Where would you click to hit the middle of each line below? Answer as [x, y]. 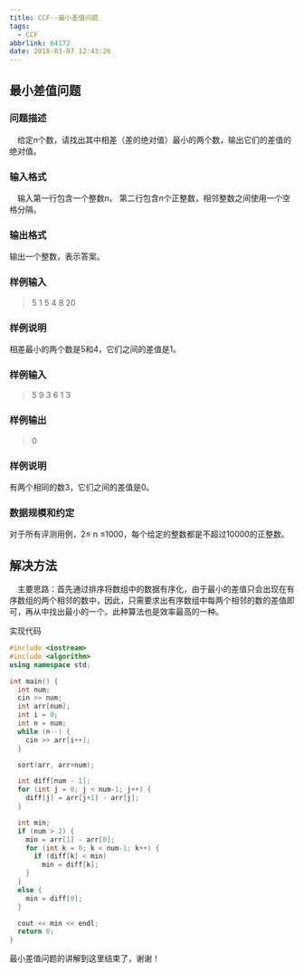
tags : [19, 26]
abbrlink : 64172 [40, 43]
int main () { [34, 681]
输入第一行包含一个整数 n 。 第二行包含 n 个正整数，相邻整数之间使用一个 [150, 198]
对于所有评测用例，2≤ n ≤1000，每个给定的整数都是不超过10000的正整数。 [149, 534]
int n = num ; [42, 723]
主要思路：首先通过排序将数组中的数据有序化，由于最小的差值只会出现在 [152, 589]
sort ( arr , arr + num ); [56, 765]
